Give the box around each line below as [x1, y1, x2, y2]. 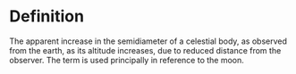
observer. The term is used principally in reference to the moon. [9, 54, 244, 65]
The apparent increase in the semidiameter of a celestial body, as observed [9, 36, 288, 46]
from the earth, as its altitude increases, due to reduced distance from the [9, 45, 282, 55]
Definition [9, 6, 85, 27]
